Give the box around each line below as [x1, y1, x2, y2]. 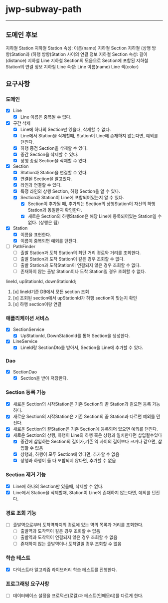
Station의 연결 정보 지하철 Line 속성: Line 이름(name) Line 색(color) [5, 63, 139, 69]
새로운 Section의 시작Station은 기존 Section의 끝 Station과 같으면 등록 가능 [12, 401, 161, 407]
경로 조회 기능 [5, 509, 37, 516]
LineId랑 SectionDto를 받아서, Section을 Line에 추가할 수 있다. [20, 344, 144, 350]
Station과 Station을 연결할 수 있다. [20, 170, 88, 175]
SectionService [12, 326, 44, 332]
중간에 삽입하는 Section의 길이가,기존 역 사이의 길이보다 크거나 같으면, [20, 438, 157, 445]
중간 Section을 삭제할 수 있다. [20, 151, 79, 157]
